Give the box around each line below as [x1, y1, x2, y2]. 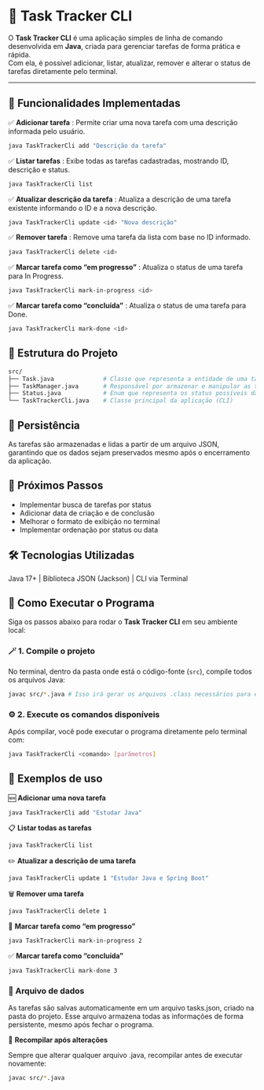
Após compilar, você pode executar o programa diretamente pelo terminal [8, 726, 247, 736]
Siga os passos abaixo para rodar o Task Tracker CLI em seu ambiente [8, 617, 238, 626]
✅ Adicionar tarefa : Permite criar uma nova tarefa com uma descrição [8, 117, 238, 127]
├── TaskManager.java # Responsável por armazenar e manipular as [8, 382, 251, 390]
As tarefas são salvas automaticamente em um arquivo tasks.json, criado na [8, 1003, 255, 1013]
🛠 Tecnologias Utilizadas [8, 549, 135, 562]
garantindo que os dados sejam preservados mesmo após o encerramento [8, 448, 250, 457]
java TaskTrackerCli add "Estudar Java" [8, 808, 143, 817]
